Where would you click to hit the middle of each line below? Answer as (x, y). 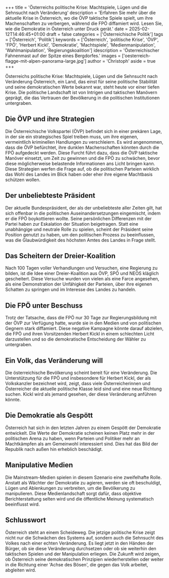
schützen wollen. (23, 180)
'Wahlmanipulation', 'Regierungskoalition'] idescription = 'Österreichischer (82, 50)
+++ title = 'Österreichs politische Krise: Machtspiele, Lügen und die (76, 7)
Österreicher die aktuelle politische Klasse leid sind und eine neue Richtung (84, 389)
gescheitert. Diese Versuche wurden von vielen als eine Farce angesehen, (82, 279)
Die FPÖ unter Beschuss (44, 305)
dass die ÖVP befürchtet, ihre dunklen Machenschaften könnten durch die (82, 147)
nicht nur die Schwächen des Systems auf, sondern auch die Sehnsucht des (84, 538)
